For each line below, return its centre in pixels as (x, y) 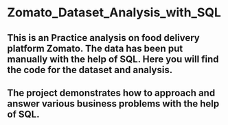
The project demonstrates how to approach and (111, 93)
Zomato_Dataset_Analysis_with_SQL (114, 13)
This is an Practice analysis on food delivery (104, 38)
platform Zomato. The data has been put (95, 48)
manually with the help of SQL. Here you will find (113, 59)
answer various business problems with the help (113, 103)
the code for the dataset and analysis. (90, 70)
